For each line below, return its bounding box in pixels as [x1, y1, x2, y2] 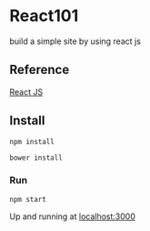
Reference [9, 62, 70, 78]
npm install [9, 137, 55, 146]
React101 [9, 5, 79, 26]
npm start [9, 194, 47, 204]
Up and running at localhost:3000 [9, 211, 136, 222]
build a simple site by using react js [9, 36, 141, 47]
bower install [9, 152, 64, 163]
